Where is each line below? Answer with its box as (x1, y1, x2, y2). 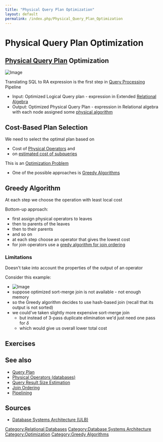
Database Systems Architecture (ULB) (12, 417, 89, 422)
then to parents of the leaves (12, 221, 70, 227)
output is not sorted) (12, 304, 54, 310)
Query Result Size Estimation (12, 379, 71, 385)
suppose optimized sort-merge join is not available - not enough (12, 289, 141, 295)
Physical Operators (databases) (12, 374, 76, 380)
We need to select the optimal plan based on (5, 136, 95, 142)
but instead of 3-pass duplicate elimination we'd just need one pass (19, 315, 156, 321)
